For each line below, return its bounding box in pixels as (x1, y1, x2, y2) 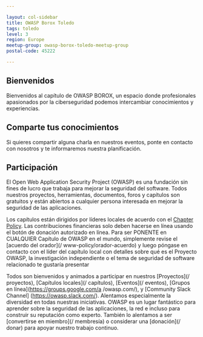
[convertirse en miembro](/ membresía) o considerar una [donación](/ (6, 318, 181, 325)
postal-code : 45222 (6, 48, 56, 55)
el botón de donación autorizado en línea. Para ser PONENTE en (6, 229, 167, 236)
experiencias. (6, 104, 41, 112)
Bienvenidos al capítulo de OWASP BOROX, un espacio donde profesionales (6, 92, 196, 99)
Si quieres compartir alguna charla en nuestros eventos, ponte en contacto (6, 138, 193, 145)
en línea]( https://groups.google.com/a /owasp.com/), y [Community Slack (6, 285, 191, 293)
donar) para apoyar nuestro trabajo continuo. (6, 324, 119, 332)
